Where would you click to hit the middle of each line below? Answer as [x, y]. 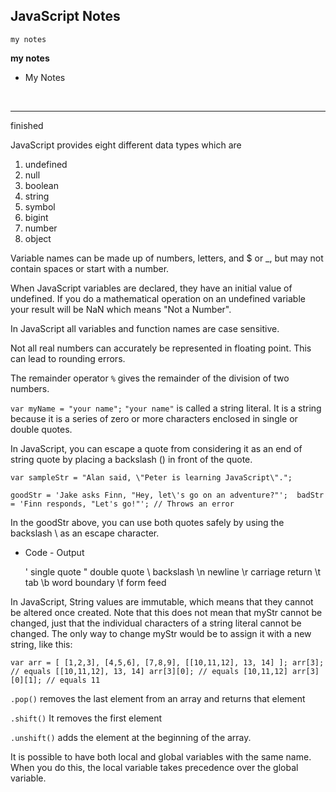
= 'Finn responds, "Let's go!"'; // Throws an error [122, 504]
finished [27, 125]
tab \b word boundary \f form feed [95, 582]
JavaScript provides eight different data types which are [126, 145]
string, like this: [41, 644]
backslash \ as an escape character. [85, 533]
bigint [36, 217]
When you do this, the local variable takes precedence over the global [154, 767]
